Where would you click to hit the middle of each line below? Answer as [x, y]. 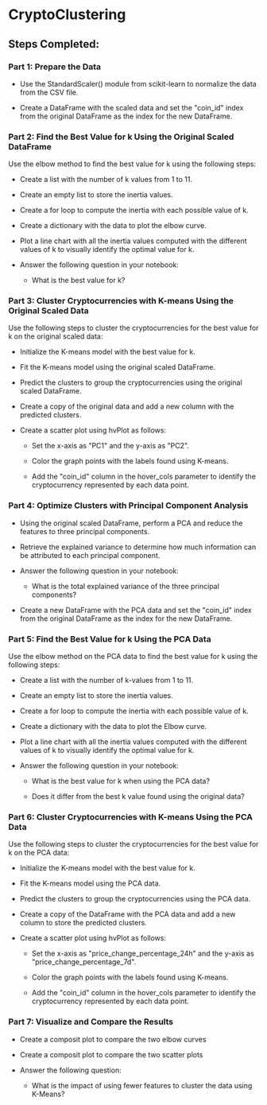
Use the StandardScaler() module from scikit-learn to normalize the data [138, 83]
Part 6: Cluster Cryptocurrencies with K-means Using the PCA [130, 816]
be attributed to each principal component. [90, 555]
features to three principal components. [85, 531]
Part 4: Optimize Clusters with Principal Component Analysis [128, 506]
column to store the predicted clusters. [83, 923]
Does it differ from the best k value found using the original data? [138, 797]
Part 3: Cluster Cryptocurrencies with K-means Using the [121, 301]
